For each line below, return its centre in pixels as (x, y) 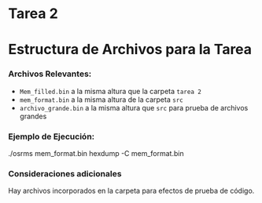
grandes (33, 116)
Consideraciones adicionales (65, 173)
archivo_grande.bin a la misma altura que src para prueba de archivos (134, 107)
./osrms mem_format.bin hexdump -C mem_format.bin (96, 153)
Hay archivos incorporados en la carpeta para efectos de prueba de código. (131, 191)
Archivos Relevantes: (50, 74)
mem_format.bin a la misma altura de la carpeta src (101, 100)
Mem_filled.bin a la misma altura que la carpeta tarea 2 (111, 91)
